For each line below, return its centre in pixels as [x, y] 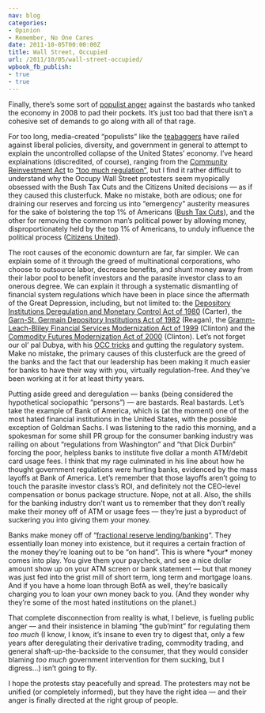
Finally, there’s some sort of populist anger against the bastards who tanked [132, 104]
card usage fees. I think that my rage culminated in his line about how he [127, 461]
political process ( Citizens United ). [64, 237]
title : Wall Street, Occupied [58, 52]
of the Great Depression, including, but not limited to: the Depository [119, 303]
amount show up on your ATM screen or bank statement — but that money [130, 568]
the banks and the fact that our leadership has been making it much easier [129, 361]
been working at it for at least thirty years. [76, 378]
